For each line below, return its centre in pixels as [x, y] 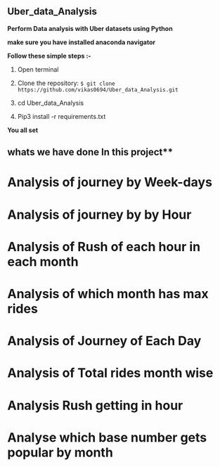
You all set [23, 130]
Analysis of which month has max [108, 294]
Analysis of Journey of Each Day [104, 341]
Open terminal [38, 69]
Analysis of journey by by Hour [99, 215]
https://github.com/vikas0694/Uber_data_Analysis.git [98, 90]
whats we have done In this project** [90, 152]
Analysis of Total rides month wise [110, 373]
